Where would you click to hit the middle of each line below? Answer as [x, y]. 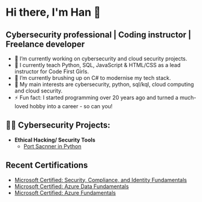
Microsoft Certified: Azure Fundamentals [65, 192]
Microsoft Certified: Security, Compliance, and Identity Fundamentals [100, 180]
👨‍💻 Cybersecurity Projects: [58, 125]
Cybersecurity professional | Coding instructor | [99, 35]
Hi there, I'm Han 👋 [53, 12]
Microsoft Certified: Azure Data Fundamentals [72, 186]
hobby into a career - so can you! [71, 106]
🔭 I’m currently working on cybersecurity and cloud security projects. [101, 59]
